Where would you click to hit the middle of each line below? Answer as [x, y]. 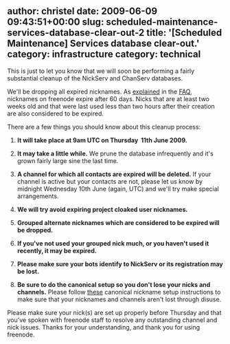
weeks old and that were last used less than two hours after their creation [111, 106]
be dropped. [35, 230]
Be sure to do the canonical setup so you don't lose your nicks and [114, 284]
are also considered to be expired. [56, 114]
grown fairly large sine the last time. [68, 160]
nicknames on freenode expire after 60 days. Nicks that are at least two [108, 98]
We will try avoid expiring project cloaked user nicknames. [102, 209]
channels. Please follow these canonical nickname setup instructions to [119, 292]
